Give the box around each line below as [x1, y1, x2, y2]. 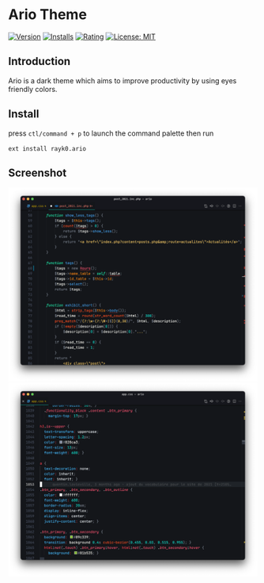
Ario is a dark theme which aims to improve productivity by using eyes [8, 75, 237, 85]
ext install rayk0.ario [8, 144, 87, 152]
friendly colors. [8, 84, 58, 94]
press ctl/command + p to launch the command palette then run [8, 128, 214, 138]
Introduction [8, 55, 71, 68]
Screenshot [8, 166, 67, 179]
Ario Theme [8, 6, 87, 24]
